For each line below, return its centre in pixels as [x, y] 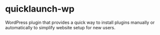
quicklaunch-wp [40, 9]
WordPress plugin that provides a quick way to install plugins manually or [80, 22]
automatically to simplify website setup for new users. [60, 27]
